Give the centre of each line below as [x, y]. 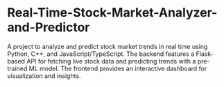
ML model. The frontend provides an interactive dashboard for [118, 68]
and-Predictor [49, 27]
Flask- [205, 54]
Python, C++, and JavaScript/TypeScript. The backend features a [101, 54]
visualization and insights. [44, 76]
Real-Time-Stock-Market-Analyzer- [112, 13]
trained [17, 68]
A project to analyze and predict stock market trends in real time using [107, 46]
